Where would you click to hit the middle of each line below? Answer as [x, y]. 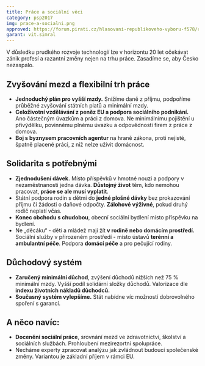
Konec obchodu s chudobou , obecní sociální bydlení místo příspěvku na [106, 217]
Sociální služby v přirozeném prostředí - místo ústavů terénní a [94, 236]
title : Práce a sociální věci [45, 12]
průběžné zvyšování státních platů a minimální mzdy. [81, 105]
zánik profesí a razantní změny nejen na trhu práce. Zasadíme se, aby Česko [103, 59]
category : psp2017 [30, 18]
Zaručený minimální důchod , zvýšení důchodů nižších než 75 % [97, 277]
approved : [19, 29]
